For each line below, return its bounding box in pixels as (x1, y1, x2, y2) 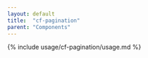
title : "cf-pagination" (7, 17, 80, 24)
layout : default (7, 10, 55, 18)
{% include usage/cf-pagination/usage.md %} (7, 43, 142, 52)
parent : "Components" (7, 23, 71, 30)
